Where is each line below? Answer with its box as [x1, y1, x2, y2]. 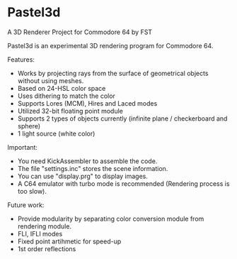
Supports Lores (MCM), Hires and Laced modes [17, 99, 158, 107]
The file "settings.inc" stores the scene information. [17, 164, 168, 172]
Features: [7, 55, 35, 64]
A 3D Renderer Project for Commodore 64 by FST [7, 28, 153, 36]
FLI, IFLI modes [17, 229, 63, 238]
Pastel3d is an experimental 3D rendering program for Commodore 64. [7, 41, 214, 50]
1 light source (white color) [17, 129, 96, 138]
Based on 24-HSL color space [17, 84, 106, 92]
